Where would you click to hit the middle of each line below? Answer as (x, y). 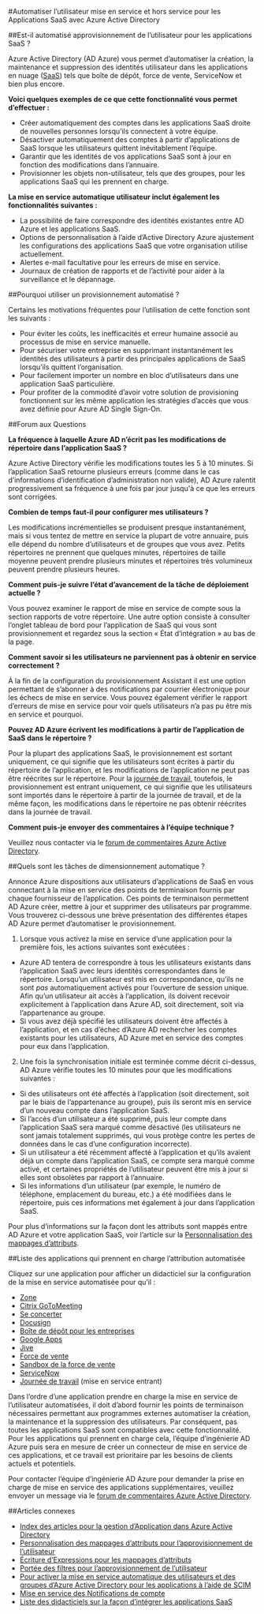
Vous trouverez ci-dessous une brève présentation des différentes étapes (128, 915)
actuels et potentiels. (42, 1464)
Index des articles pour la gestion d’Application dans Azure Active (126, 1526)
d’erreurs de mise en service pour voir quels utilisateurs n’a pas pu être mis (130, 706)
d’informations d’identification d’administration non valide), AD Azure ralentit (132, 480)
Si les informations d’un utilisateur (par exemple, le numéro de (120, 1186)
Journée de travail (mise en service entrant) (91, 1381)
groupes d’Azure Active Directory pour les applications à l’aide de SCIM (135, 1585)
